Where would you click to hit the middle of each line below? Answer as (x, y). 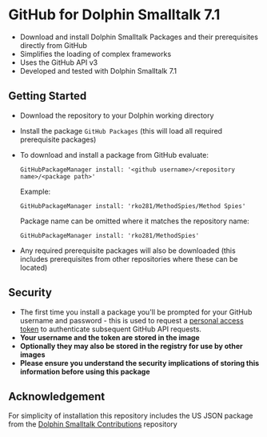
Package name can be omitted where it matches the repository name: (134, 221)
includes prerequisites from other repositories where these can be (129, 259)
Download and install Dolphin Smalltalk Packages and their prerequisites (139, 37)
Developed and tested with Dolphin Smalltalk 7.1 (98, 70)
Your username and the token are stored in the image (110, 337)
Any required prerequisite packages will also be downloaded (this (128, 251)
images (32, 355)
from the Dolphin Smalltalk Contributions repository (93, 424)
